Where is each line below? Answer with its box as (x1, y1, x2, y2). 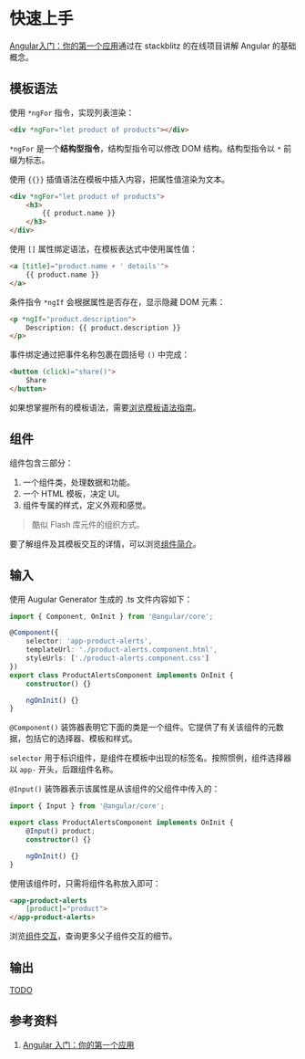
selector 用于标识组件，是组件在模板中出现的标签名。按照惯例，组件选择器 (9, 752, 292, 763)
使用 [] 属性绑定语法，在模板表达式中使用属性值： (9, 244, 198, 254)
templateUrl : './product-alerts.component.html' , (25, 645, 219, 655)
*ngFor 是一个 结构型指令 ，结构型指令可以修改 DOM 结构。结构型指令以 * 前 (9, 142, 292, 153)
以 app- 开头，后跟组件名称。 (9, 764, 118, 775)
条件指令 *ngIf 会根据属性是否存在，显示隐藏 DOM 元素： (9, 296, 226, 307)
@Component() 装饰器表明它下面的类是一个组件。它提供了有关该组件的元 (9, 722, 276, 733)
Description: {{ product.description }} (25, 323, 181, 332)
